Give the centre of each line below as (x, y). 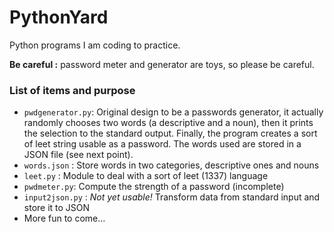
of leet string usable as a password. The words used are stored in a (162, 144)
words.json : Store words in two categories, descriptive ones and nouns (171, 165)
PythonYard (59, 17)
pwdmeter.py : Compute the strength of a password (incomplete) (154, 187)
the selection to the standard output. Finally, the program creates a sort (170, 133)
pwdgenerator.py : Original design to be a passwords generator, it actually (173, 112)
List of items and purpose (72, 90)
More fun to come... (64, 218)
